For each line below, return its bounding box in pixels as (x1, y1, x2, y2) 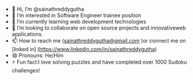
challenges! (11, 67, 40, 74)
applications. (11, 31, 43, 38)
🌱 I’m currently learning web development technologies (11, 18, 146, 25)
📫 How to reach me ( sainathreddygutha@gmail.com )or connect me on (11, 37, 186, 44)
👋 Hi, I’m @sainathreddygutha (11, 6, 84, 12)
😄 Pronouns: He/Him (11, 52, 64, 59)
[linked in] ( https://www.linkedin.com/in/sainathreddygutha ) (11, 46, 158, 52)
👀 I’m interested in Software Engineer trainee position (11, 12, 142, 19)
